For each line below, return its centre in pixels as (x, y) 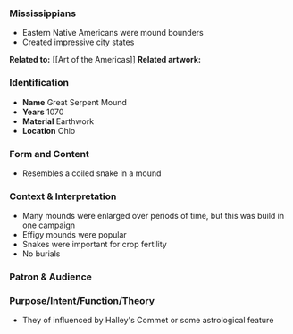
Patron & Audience (50, 277)
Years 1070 (43, 112)
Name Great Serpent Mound (75, 102)
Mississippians (43, 13)
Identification (39, 83)
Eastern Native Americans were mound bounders (113, 33)
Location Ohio (49, 130)
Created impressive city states (78, 42)
